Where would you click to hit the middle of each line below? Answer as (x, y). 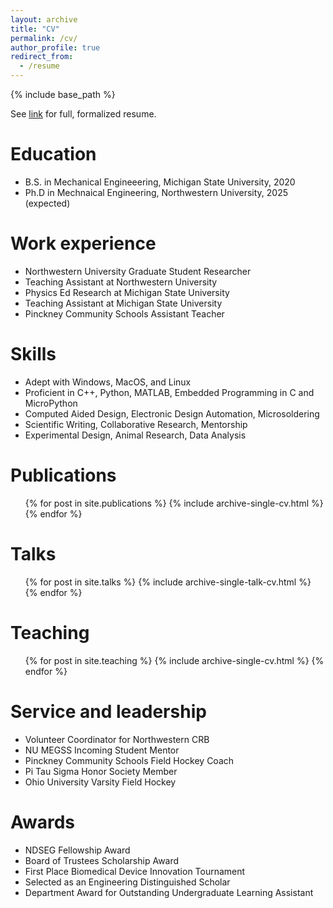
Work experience (83, 243)
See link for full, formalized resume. (83, 114)
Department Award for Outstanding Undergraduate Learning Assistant (169, 892)
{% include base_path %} (63, 94)
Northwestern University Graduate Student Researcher (138, 271)
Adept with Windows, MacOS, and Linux (108, 382)
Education (53, 154)
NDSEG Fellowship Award (77, 850)
